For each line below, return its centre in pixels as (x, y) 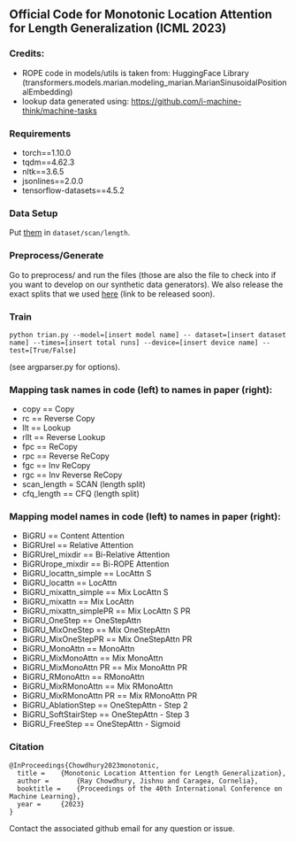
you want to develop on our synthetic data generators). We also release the (146, 284)
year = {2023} (51, 804)
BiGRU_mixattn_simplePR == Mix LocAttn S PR (106, 611)
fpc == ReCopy (49, 447)
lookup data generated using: (76, 101)
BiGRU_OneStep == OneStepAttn (81, 621)
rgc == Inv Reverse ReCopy (72, 475)
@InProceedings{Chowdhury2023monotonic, (85, 765)
